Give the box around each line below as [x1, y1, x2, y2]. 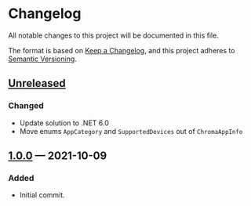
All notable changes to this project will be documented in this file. [8, 31, 220, 40]
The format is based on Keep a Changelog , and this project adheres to [8, 45, 235, 55]
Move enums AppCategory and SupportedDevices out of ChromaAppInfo [19, 126, 243, 136]
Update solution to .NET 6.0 [19, 118, 110, 128]
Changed [8, 100, 45, 111]
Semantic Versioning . [8, 54, 77, 63]
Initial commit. [19, 190, 65, 200]
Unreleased [8, 77, 67, 90]
